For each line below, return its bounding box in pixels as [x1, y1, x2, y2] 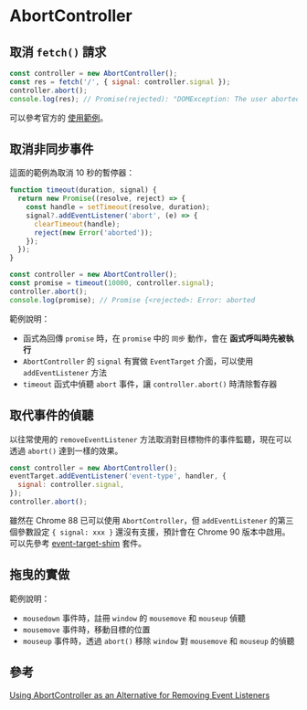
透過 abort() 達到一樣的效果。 [9, 445, 123, 456]
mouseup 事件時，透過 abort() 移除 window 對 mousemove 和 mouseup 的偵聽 [22, 635, 295, 646]
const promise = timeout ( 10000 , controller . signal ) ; [9, 279, 215, 288]
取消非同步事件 [9, 141, 94, 156]
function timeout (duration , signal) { [9, 185, 157, 195]
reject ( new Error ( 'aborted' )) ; [33, 228, 153, 238]
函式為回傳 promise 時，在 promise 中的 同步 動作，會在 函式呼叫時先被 [22, 333, 286, 344]
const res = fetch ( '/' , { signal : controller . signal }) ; [9, 77, 231, 87]
